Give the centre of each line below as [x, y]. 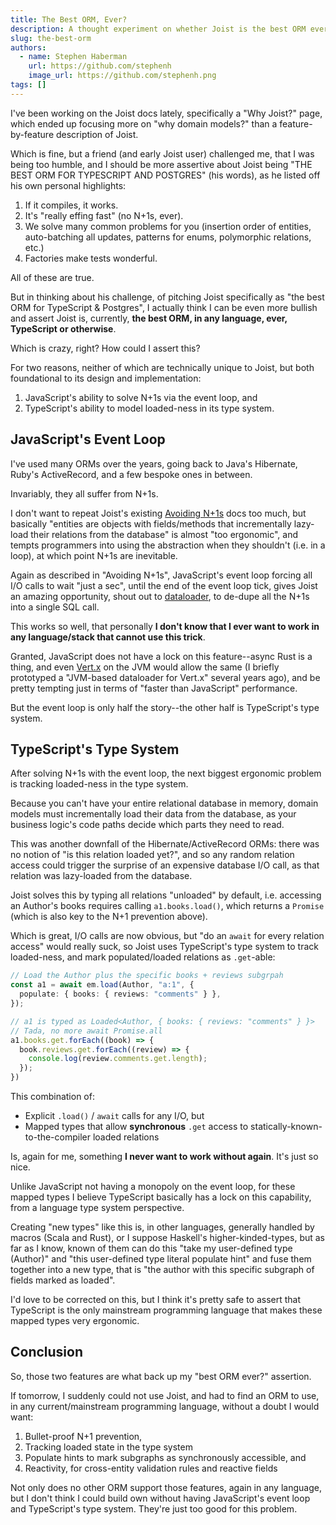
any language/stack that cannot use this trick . [108, 637]
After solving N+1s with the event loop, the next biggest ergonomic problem [166, 773]
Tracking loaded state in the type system [108, 1447]
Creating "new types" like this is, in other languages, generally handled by [162, 1227]
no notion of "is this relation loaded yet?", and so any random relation [152, 855]
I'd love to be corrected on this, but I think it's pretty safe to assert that [156, 1299]
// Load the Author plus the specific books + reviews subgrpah [147, 976]
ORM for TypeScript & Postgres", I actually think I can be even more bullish [164, 307]
